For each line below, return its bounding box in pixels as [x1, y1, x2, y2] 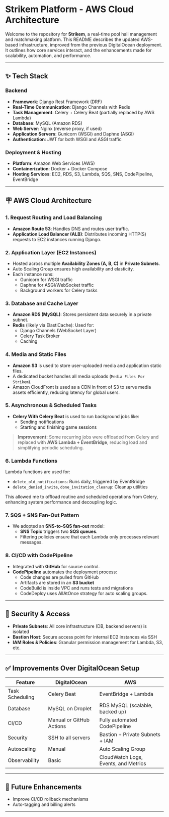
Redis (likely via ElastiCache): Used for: [12, 322, 95, 328]
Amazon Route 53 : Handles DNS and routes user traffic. [12, 225, 130, 232]
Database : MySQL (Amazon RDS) [12, 120, 82, 126]
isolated [12, 628, 29, 634]
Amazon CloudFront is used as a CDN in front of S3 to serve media [12, 384, 151, 390]
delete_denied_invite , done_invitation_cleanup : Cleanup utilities [12, 484, 148, 490]
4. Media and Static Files [5, 351, 66, 358]
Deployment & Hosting [5, 149, 61, 156]
